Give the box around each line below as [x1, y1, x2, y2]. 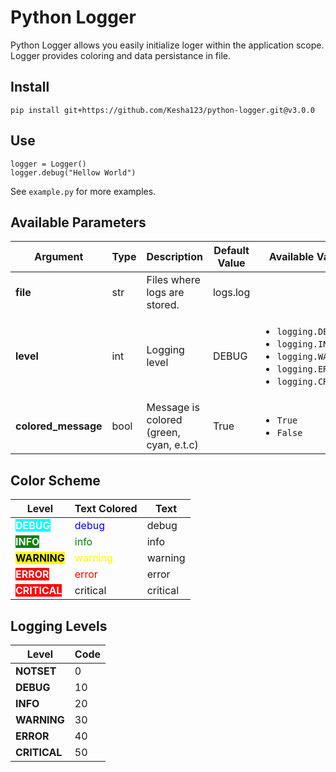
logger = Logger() [10, 159, 87, 169]
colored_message [15, 419, 103, 433]
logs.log [212, 286, 251, 300]
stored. [146, 298, 180, 312]
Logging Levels [10, 617, 108, 635]
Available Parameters [10, 214, 147, 231]
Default [213, 244, 250, 258]
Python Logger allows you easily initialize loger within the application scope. [10, 39, 325, 51]
